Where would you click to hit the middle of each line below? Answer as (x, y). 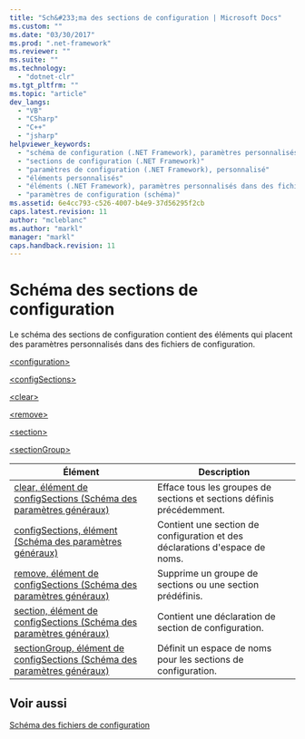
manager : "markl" (42, 237)
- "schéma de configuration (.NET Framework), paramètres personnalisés (158, 152)
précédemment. (191, 510)
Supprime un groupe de (208, 574)
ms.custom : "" (36, 26)
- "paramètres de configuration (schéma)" (99, 195)
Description (224, 472)
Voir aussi (38, 703)
